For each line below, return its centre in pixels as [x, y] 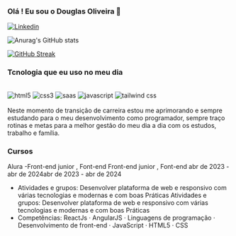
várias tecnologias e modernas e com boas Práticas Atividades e [112, 195]
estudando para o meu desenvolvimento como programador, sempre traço [116, 118]
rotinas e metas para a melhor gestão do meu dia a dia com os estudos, [112, 125]
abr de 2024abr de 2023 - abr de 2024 [64, 174]
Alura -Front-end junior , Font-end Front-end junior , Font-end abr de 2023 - [118, 166]
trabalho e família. [34, 133]
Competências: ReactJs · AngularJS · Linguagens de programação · [116, 218]
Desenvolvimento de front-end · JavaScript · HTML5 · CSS [103, 225]
